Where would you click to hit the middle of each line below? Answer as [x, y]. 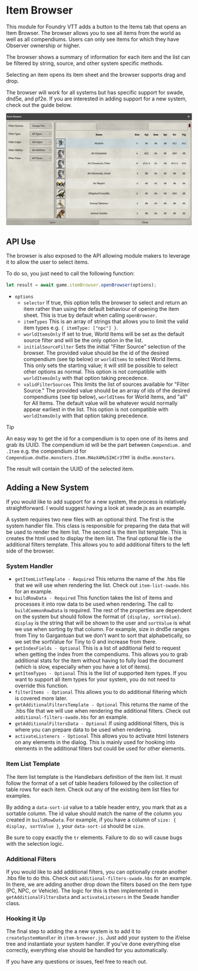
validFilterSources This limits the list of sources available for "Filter [106, 384]
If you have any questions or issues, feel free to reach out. [77, 962]
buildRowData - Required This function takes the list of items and [93, 598]
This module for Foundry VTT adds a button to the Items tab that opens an [96, 27]
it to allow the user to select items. [48, 262]
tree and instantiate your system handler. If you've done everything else [93, 944]
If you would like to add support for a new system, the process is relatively [96, 502]
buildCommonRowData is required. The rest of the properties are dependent [103, 610]
